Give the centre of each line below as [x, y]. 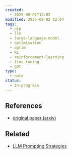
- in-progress [24, 85]
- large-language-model [34, 38]
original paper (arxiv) [34, 118]
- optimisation [26, 43]
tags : [11, 24]
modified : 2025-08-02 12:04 [35, 19]
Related [18, 134]
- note [17, 76]
